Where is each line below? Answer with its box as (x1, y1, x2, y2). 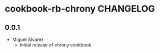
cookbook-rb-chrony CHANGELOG (5, 3, 155, 15)
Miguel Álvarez (12, 36, 44, 42)
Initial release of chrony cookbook (19, 42, 92, 48)
